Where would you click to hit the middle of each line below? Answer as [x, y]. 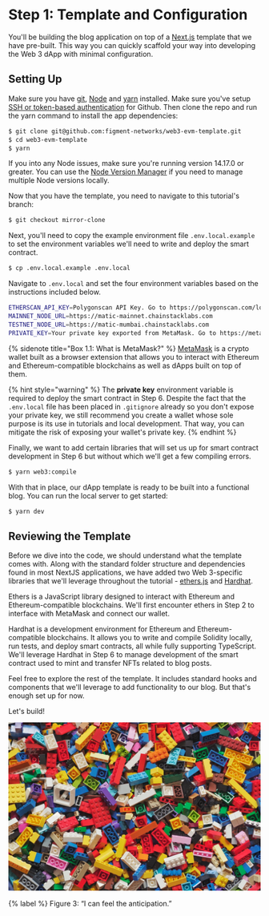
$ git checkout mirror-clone [57, 220]
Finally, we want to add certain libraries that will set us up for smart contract [133, 447]
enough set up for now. [47, 696]
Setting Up [35, 79]
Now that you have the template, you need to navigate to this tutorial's [124, 196]
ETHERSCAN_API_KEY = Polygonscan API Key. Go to [87, 308]
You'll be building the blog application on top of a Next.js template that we [130, 37]
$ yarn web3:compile [43, 472]
